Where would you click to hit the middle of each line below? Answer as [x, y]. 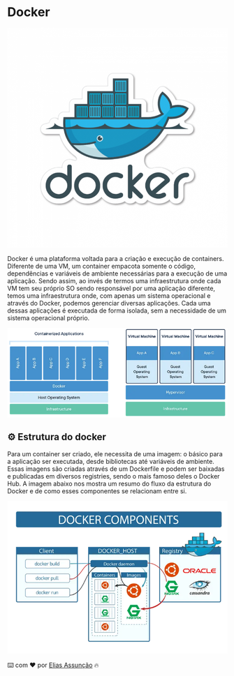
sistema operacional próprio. [49, 317]
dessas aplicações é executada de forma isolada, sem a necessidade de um [117, 310]
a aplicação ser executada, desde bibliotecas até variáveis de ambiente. [111, 461]
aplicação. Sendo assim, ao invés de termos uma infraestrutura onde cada [114, 280]
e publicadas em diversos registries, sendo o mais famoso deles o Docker [114, 476]
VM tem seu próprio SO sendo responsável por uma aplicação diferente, [111, 288]
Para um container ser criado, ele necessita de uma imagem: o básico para [115, 453]
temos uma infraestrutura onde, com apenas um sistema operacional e [109, 295]
